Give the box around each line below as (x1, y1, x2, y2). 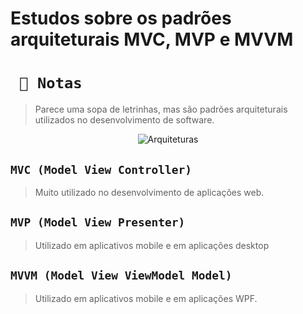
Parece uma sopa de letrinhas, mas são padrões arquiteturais (34, 103, 288, 116)
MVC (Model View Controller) (10, 162, 193, 177)
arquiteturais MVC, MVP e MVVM (10, 28, 294, 51)
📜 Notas (19, 74, 83, 93)
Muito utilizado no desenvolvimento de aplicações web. (34, 186, 265, 198)
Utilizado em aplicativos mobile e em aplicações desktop (34, 239, 270, 251)
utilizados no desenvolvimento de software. (34, 114, 215, 126)
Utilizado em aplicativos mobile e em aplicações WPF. (34, 292, 258, 304)
